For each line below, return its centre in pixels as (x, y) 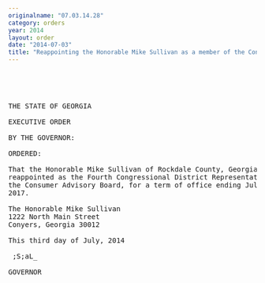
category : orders (37, 23)
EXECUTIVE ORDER (39, 122)
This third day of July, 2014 (67, 241)
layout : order (32, 38)
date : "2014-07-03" (40, 45)
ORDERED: (25, 154)
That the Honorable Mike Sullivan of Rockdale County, (116, 170)
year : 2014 (26, 30)
